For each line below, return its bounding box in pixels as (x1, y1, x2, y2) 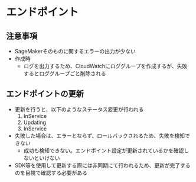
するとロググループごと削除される (23, 70, 106, 77)
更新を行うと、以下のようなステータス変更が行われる (14, 106, 144, 113)
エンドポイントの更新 (6, 89, 84, 99)
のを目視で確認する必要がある (14, 169, 87, 176)
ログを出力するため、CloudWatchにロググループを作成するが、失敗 (23, 63, 188, 69)
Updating (23, 119, 46, 126)
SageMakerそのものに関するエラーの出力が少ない (14, 48, 136, 55)
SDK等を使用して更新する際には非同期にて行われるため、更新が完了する (14, 161, 191, 169)
